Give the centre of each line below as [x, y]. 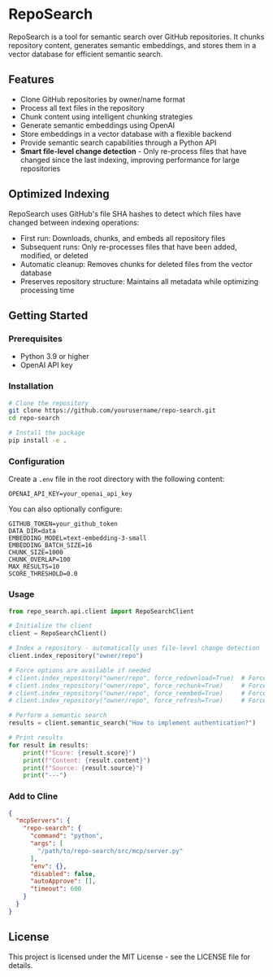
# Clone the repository [49, 403]
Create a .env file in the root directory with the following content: [117, 479]
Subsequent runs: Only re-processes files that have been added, [128, 247]
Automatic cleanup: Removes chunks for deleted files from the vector [136, 264]
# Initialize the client [50, 626]
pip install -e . [38, 440]
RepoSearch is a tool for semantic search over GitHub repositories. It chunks [136, 37]
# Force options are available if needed [80, 670]
